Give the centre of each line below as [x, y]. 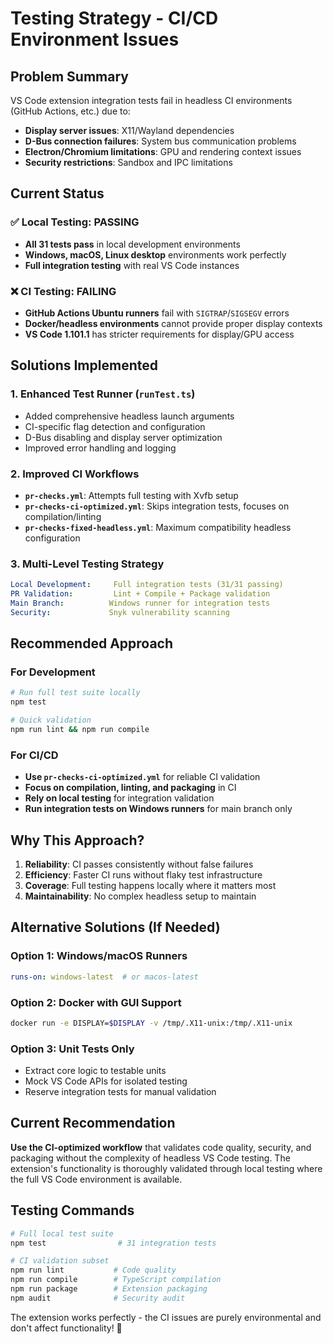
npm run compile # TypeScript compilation [116, 1280]
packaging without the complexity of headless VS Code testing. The [150, 1158]
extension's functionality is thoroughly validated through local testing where [166, 1168]
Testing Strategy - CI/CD [114, 18]
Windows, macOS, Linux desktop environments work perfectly [155, 254]
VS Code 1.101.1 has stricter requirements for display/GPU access [159, 334]
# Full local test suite [62, 1233]
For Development [53, 672]
